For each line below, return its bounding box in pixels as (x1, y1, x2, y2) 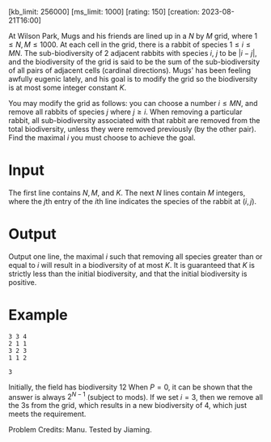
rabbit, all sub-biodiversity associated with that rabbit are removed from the (8, 116, 260, 125)
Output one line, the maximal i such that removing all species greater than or (8, 251, 263, 261)
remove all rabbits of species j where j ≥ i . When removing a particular (8, 107, 243, 117)
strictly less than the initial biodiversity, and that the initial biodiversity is (8, 269, 248, 278)
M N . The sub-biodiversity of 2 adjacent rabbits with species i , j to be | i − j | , (8, 49, 257, 57)
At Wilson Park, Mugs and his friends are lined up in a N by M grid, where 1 (8, 32, 257, 40)
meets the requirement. (8, 409, 87, 419)
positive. (8, 277, 37, 287)
